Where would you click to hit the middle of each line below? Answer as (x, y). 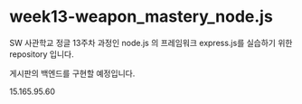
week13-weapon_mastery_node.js (141, 17)
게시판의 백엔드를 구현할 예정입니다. (72, 73)
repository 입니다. (42, 54)
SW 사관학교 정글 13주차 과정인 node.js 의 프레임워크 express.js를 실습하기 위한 (151, 43)
